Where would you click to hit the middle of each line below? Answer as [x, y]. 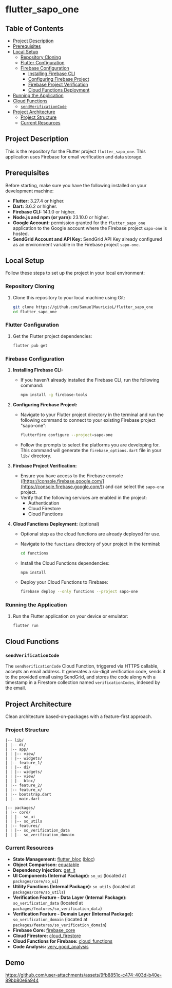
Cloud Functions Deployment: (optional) [56, 524]
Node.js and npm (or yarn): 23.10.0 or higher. [61, 217]
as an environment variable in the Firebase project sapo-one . [76, 244]
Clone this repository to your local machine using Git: [69, 297]
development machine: [30, 191]
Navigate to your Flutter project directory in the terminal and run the [92, 415]
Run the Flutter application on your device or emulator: [70, 616]
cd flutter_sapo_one [35, 312]
